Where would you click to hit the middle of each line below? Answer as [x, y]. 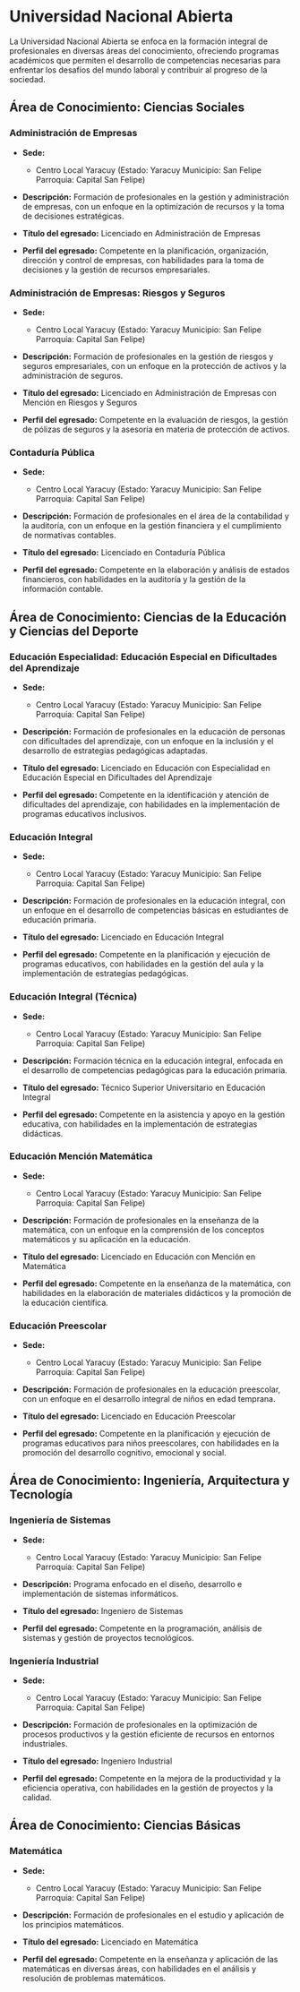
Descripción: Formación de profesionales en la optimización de [140, 1725]
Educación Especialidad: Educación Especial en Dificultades [143, 657]
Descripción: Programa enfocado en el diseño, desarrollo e [132, 1584]
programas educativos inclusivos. [84, 813]
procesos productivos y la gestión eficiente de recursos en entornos [148, 1734]
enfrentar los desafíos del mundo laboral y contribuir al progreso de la [138, 70]
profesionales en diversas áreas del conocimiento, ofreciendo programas [144, 50]
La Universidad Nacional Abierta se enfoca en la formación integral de [139, 41]
